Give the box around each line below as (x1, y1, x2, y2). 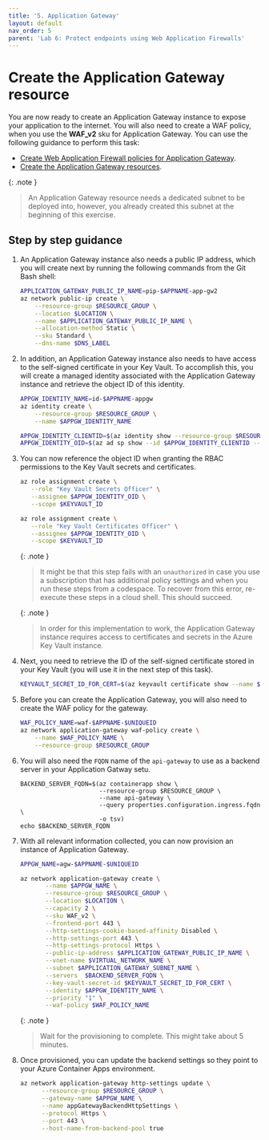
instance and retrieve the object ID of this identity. (19, 379, 185, 389)
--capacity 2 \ (45, 904, 96, 912)
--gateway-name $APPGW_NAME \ (41, 1094, 143, 1102)
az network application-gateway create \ (19, 874, 161, 882)
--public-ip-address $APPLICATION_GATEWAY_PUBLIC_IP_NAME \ (45, 949, 251, 957)
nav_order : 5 (8, 26, 52, 34)
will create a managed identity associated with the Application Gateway (19, 371, 256, 380)
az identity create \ (19, 402, 92, 410)
